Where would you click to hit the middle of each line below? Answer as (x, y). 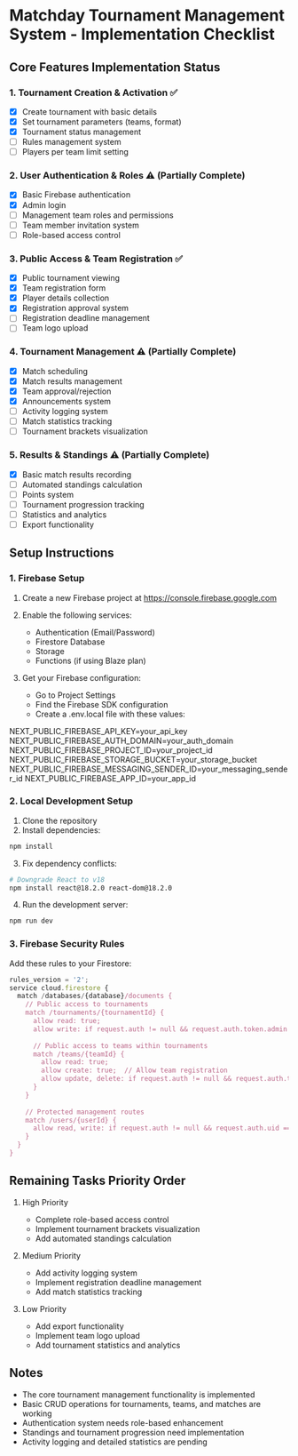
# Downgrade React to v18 (57, 880)
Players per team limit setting (75, 152)
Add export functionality (79, 1326)
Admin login (44, 204)
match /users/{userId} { (71, 1120)
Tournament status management (82, 132)
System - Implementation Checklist (142, 34)
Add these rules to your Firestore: (71, 963)
